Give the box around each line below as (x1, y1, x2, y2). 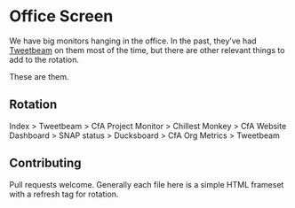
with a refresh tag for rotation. (9, 189, 119, 199)
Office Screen (9, 6, 114, 27)
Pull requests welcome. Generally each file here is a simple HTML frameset (9, 179, 284, 189)
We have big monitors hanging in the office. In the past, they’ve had (9, 35, 257, 46)
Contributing (9, 156, 82, 171)
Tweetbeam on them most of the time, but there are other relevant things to (9, 44, 285, 55)
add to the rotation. (9, 54, 80, 65)
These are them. (9, 71, 69, 81)
